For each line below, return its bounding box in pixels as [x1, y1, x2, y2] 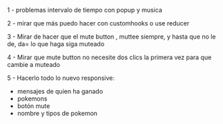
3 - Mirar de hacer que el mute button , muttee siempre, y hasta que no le [7, 32, 216, 41]
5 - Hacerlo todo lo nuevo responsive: [7, 74, 115, 82]
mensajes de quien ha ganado [17, 87, 104, 95]
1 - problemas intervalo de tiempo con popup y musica [7, 6, 162, 14]
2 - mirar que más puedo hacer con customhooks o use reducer [7, 19, 190, 27]
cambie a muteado [7, 61, 61, 68]
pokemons [17, 94, 48, 103]
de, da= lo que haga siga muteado [7, 40, 105, 48]
